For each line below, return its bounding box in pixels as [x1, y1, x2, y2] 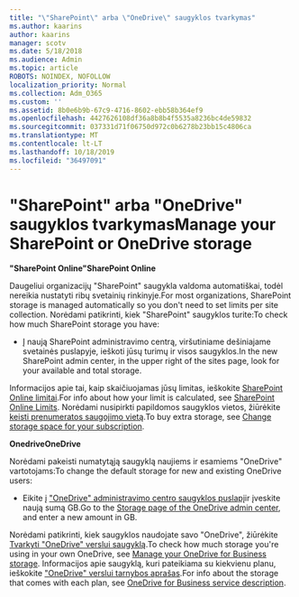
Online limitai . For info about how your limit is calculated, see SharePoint [9, 392, 275, 403]
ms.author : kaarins [9, 22, 83, 31]
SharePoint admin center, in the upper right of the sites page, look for [22, 356, 280, 367]
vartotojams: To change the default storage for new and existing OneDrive [9, 466, 282, 477]
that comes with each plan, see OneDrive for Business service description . [9, 577, 286, 588]
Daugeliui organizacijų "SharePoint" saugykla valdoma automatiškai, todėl [9, 281, 284, 292]
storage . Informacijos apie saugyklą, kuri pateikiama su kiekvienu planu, [9, 558, 276, 569]
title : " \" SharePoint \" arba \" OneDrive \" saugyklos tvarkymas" [9, 13, 256, 23]
